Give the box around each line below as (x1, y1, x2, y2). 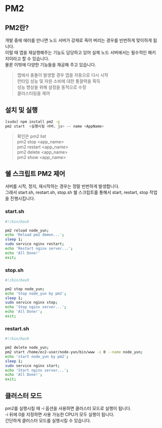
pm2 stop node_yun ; (5, 286, 45, 292)
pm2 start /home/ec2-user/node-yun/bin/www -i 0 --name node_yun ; (5, 350, 143, 355)
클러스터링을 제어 (17, 91, 50, 96)
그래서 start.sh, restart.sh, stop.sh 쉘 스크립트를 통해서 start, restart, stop (5, 190, 149, 195)
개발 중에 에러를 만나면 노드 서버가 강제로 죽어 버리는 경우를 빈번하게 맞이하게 (5, 38, 152, 43)
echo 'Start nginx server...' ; (5, 368, 69, 373)
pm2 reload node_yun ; (5, 228, 49, 233)
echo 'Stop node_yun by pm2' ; (5, 291, 67, 296)
